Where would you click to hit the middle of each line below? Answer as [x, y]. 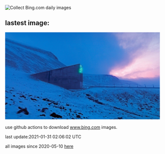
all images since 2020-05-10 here [39, 146]
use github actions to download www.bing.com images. [61, 127]
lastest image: [27, 23]
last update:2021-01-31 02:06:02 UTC [43, 137]
